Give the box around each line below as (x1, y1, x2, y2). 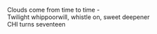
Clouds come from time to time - (7, 6, 100, 14)
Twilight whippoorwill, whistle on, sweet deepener (7, 13, 150, 21)
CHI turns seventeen (7, 20, 66, 28)
